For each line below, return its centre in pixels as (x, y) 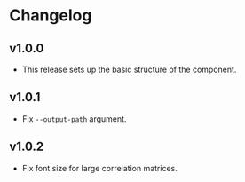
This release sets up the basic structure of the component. (129, 69)
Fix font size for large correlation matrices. (99, 168)
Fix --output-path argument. (74, 119)
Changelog (51, 16)
